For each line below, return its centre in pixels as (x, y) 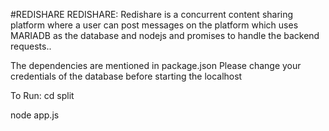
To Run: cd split (42, 95)
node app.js (35, 115)
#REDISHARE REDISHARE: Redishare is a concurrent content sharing (152, 14)
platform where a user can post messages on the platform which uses (154, 25)
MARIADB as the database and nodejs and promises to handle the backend (165, 35)
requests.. (31, 46)
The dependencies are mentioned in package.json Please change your (156, 65)
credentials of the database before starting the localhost (126, 76)
